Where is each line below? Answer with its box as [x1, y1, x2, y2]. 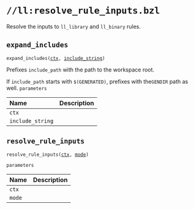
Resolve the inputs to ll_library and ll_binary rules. [6, 23, 141, 30]
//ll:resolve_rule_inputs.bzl [6, 5, 160, 16]
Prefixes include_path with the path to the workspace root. [6, 66, 155, 73]
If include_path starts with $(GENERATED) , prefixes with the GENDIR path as [6, 78, 188, 85]
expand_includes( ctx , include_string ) [6, 55, 105, 61]
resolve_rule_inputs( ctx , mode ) [6, 152, 89, 158]
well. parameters [6, 84, 47, 92]
